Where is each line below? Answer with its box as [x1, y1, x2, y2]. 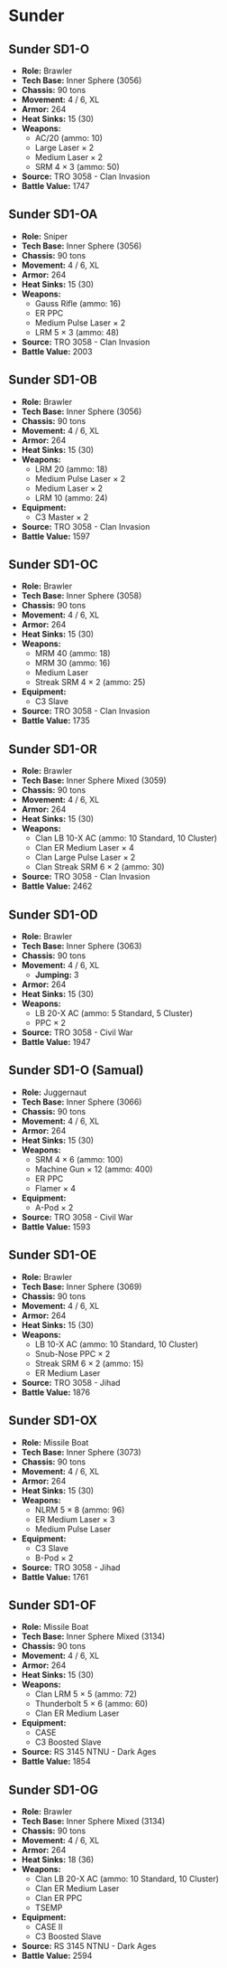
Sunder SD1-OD [8, 907, 98, 922]
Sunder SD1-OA [8, 207, 98, 222]
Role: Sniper [21, 231, 68, 241]
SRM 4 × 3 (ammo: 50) [34, 162, 121, 172]
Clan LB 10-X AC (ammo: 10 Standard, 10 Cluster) [34, 833, 218, 843]
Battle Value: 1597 [21, 531, 91, 541]
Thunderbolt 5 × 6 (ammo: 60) [34, 1699, 149, 1709]
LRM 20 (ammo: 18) [34, 463, 108, 475]
